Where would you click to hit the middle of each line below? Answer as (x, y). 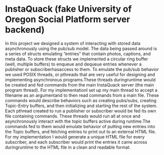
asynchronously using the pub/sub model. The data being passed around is (81, 48)
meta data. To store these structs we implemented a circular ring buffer (77, 59)
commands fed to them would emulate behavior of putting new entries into (80, 126)
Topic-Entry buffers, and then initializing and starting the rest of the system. (81, 106)
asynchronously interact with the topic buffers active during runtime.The (78, 121)
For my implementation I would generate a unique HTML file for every (75, 137)
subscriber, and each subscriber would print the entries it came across (76, 142)
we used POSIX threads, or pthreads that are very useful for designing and (80, 74)
